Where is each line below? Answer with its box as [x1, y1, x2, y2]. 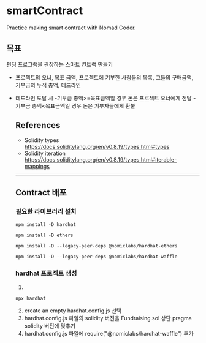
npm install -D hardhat [15, 222, 77, 228]
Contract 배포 [15, 187, 67, 198]
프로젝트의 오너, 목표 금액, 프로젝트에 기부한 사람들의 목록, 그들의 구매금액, [15, 73, 194, 81]
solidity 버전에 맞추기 [24, 322, 75, 330]
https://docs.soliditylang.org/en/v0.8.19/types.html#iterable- [24, 156, 177, 163]
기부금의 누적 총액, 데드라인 [15, 81, 82, 89]
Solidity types [24, 136, 59, 144]
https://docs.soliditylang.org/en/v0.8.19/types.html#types [24, 143, 170, 150]
